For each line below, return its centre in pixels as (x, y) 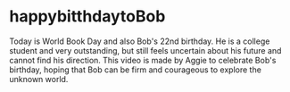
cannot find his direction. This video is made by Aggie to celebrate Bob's (143, 60)
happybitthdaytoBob (87, 17)
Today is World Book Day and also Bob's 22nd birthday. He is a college (140, 41)
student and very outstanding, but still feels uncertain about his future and (145, 50)
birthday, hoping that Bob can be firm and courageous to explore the (135, 70)
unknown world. (39, 79)
